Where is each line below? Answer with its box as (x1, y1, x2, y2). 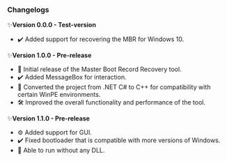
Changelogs (7, 5, 50, 15)
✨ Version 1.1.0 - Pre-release (7, 114, 91, 123)
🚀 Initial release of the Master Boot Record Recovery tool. (17, 65, 182, 74)
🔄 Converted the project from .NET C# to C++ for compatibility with (17, 83, 211, 91)
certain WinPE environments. (17, 91, 101, 99)
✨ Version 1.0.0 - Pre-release (7, 51, 92, 60)
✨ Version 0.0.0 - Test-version (7, 21, 96, 29)
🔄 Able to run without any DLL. (17, 146, 105, 155)
